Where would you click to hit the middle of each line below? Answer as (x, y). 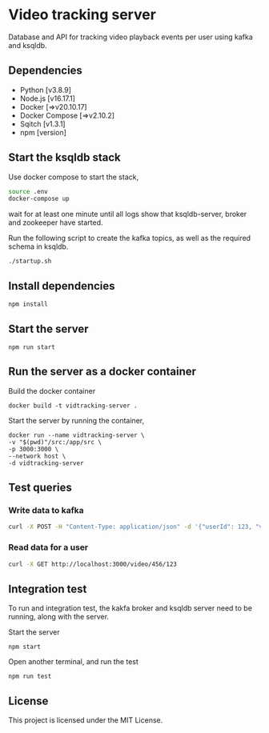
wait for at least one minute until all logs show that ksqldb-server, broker (128, 214)
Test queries (40, 488)
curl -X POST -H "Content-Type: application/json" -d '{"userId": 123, (130, 527)
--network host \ (37, 456)
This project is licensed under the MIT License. (86, 720)
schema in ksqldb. (38, 246)
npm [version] (43, 132)
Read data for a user (48, 547)
